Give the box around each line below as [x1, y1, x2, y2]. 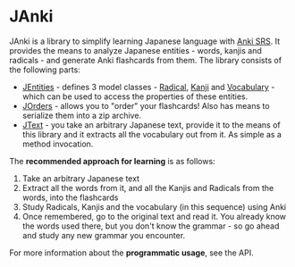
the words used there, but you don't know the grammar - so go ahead [21, 221, 280, 231]
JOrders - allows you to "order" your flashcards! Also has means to [21, 100, 270, 111]
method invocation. [21, 138, 94, 149]
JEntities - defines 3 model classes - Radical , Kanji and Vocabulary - [21, 81, 275, 92]
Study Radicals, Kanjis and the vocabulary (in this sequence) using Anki [21, 201, 287, 212]
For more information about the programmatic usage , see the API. [9, 247, 254, 258]
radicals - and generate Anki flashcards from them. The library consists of [9, 54, 282, 65]
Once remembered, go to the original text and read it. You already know [21, 211, 287, 221]
